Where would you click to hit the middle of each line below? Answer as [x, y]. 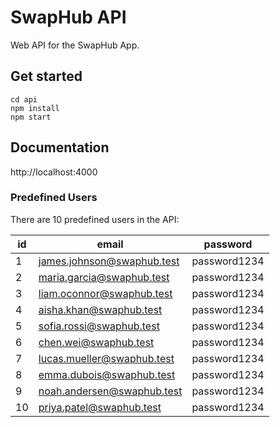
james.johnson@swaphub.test [109, 261]
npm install [35, 108]
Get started [46, 76]
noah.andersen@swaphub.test [110, 391]
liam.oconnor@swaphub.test [105, 293]
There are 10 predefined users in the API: [95, 219]
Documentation [60, 147]
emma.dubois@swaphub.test [107, 374]
